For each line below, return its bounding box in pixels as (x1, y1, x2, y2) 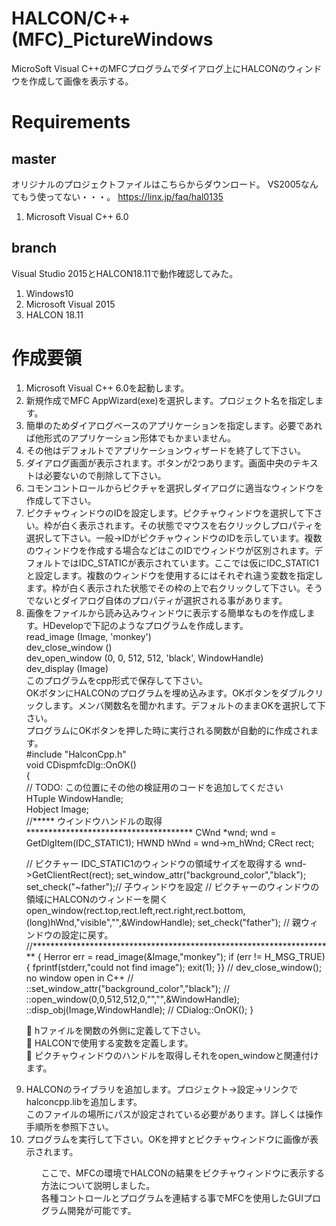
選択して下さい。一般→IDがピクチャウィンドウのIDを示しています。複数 (25, 532, 323, 544)
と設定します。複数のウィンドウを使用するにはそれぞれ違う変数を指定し (25, 569, 324, 581)
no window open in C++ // (25, 972, 134, 984)
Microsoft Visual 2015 (25, 298, 116, 310)
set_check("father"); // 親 (197, 916, 301, 928)
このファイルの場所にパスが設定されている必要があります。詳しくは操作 (25, 1108, 323, 1120)
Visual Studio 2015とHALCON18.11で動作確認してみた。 (11, 267, 239, 279)
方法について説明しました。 (40, 1179, 156, 1191)
